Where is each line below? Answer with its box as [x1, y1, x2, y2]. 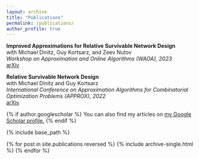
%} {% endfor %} [6, 147, 50, 154]
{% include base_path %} [6, 129, 70, 136]
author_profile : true [6, 25, 61, 32]
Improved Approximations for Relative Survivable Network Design [6, 42, 176, 50]
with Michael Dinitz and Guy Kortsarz [6, 80, 99, 87]
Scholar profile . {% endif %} [6, 117, 77, 125]
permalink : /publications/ [6, 20, 74, 26]
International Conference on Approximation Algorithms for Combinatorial [6, 86, 189, 94]
